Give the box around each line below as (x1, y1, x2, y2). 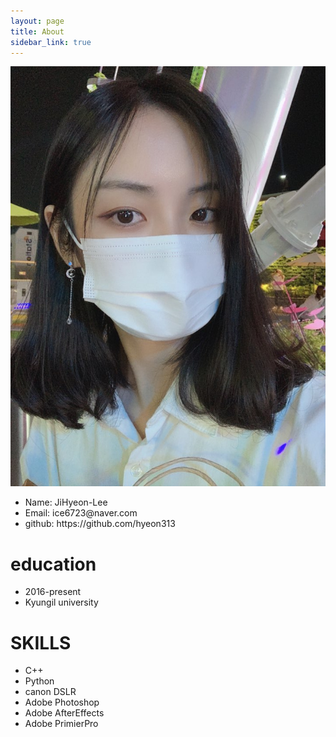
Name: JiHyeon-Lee (24, 496, 108, 509)
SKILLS (10, 631, 72, 654)
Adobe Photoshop (24, 696, 100, 709)
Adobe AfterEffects (24, 707, 105, 719)
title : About (10, 26, 65, 37)
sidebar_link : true (10, 37, 92, 47)
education (10, 553, 97, 575)
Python (24, 675, 55, 687)
